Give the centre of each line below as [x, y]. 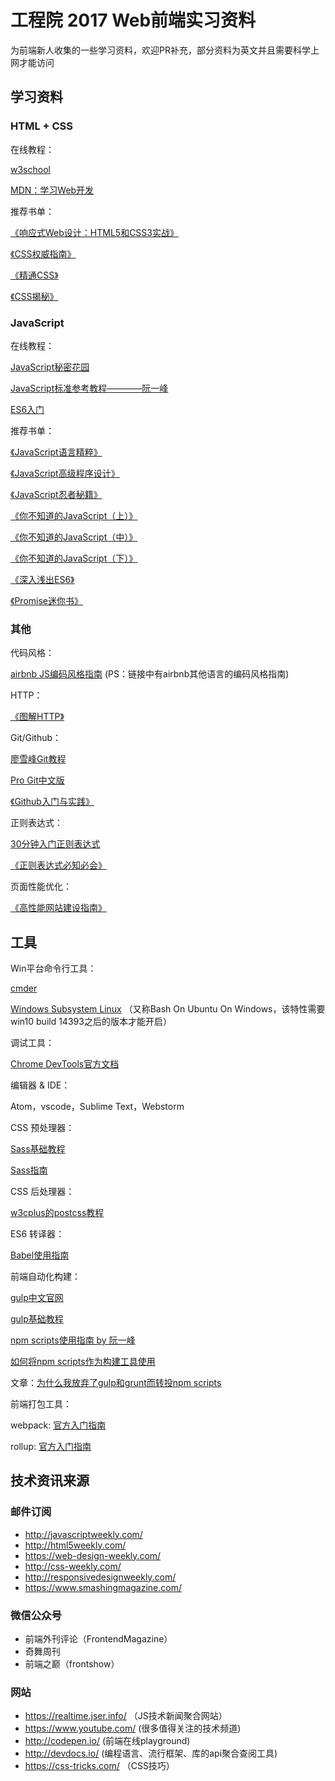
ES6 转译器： [37, 1234]
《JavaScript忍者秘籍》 [56, 494]
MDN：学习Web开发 [52, 190]
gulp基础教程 [37, 1319]
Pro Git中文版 [37, 780]
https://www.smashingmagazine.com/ [103, 1587]
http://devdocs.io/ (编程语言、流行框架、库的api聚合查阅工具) [151, 1753]
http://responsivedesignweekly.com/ [100, 1577]
